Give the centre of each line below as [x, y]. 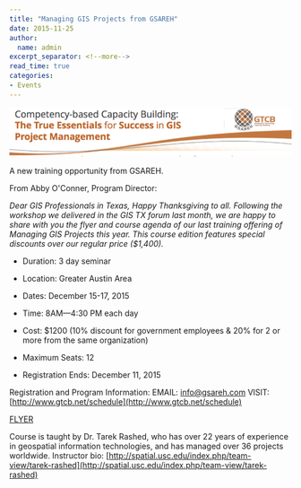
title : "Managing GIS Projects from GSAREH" [94, 19]
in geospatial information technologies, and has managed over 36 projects [146, 446]
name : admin [40, 48]
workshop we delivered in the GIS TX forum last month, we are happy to [142, 215]
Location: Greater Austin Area [77, 279]
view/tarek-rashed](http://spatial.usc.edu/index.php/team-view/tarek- [138, 466]
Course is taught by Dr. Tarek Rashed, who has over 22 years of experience [149, 437]
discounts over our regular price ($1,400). [86, 244]
